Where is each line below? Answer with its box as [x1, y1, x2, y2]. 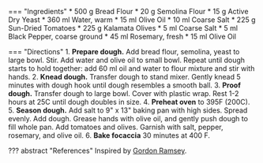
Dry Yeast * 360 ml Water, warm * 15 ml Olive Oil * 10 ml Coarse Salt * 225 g [8, 15, 256, 24]
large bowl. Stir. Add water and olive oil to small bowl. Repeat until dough [8, 55, 246, 65]
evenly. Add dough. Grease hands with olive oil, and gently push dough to [8, 114, 249, 123]
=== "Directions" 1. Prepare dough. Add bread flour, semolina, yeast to [8, 47, 240, 56]
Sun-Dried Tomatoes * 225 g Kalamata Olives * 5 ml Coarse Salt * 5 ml [8, 24, 239, 32]
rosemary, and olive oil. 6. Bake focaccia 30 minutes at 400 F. [8, 131, 211, 140]
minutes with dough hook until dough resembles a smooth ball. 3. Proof [8, 80, 241, 90]
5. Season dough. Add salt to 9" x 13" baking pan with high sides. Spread [8, 106, 248, 115]
